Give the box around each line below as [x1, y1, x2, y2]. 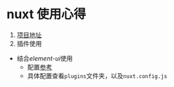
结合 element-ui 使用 [16, 54, 73, 63]
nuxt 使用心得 [6, 6, 86, 22]
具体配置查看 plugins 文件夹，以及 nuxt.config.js [27, 71, 168, 80]
